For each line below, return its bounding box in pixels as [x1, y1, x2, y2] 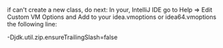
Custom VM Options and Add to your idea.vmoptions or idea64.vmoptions [7, 13, 217, 21]
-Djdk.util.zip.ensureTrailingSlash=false [7, 33, 118, 41]
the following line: [7, 20, 57, 28]
